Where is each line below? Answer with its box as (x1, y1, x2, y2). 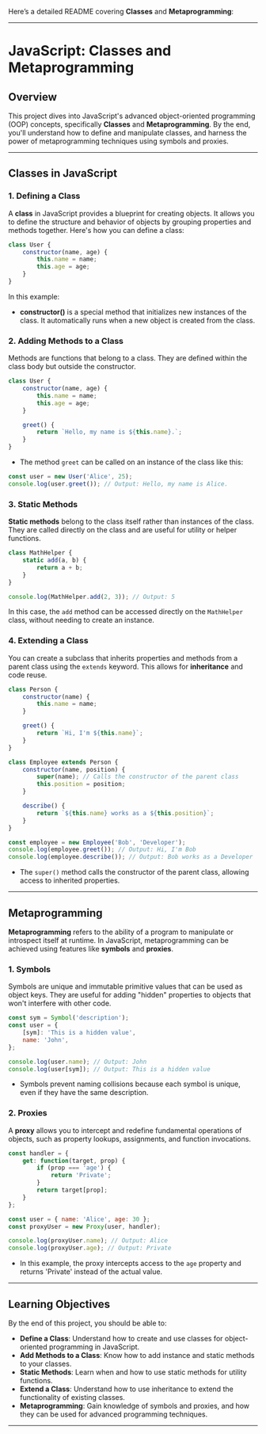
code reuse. (8, 669, 47, 680)
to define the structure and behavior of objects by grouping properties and (8, 217, 252, 227)
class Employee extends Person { (8, 758, 119, 766)
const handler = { (8, 1149, 69, 1157)
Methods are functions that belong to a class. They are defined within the (8, 353, 248, 363)
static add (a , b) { (22, 556, 87, 565)
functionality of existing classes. (19, 1393, 125, 1402)
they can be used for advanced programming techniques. (19, 1409, 208, 1419)
